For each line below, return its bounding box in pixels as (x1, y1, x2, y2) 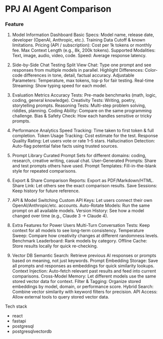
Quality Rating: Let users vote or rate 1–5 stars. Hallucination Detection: (12, 138, 155, 144)
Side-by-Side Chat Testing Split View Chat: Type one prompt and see (12, 62, 151, 68)
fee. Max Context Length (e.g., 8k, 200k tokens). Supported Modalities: (12, 47, 156, 53)
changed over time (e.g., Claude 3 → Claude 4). (12, 213, 108, 219)
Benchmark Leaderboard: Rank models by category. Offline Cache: (12, 238, 147, 244)
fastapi (12, 318, 26, 324)
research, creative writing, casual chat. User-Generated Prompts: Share (12, 158, 157, 164)
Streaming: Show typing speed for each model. (12, 83, 107, 89)
